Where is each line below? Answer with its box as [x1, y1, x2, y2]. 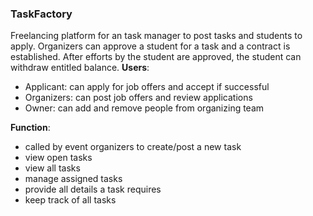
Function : [10, 122, 51, 134]
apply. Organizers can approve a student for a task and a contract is [10, 40, 291, 52]
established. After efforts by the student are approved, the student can [10, 51, 302, 63]
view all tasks [24, 162, 81, 174]
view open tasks [24, 152, 93, 164]
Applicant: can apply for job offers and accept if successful [24, 81, 270, 93]
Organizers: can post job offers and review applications [24, 92, 253, 104]
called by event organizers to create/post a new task [24, 141, 242, 153]
